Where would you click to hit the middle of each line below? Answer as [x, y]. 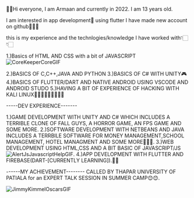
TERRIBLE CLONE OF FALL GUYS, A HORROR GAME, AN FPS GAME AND [94, 123]
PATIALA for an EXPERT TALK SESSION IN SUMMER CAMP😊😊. [83, 178]
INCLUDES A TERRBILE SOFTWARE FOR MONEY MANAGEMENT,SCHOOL [95, 136]
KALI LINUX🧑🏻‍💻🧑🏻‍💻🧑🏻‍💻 [35, 94]
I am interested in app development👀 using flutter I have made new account [97, 20]
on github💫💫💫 [22, 26]
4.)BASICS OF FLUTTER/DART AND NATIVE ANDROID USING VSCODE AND [97, 82]
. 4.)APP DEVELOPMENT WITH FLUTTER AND [128, 154]
